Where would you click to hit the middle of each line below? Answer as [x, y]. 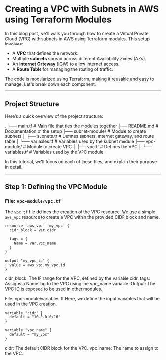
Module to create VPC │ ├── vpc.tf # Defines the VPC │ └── [89, 146]
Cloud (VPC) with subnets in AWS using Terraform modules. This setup [77, 39]
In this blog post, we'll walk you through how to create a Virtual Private [77, 33]
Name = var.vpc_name [35, 243]
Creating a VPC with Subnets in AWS [82, 9]
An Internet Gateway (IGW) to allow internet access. [66, 64]
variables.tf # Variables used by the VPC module [54, 152]
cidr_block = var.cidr [33, 230]
